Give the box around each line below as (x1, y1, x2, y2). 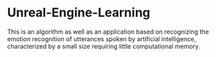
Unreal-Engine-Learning (7, 5, 151, 21)
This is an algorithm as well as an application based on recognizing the (7, 27, 209, 36)
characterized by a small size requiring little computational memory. (7, 42, 201, 50)
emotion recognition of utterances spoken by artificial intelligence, (7, 34, 197, 43)
